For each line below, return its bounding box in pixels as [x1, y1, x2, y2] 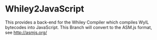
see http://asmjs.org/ [5, 29, 47, 35]
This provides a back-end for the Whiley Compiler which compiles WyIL [5, 19, 149, 25]
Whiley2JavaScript [5, 3, 84, 14]
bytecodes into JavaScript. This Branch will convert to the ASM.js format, [5, 24, 152, 30]
